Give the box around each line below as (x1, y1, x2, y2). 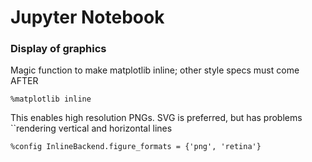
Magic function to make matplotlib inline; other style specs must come (10, 64, 300, 76)
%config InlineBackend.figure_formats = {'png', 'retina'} (10, 142, 262, 152)
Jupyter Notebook (10, 6, 165, 29)
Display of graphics (10, 42, 107, 56)
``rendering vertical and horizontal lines (10, 122, 173, 135)
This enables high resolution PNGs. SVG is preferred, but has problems (10, 112, 303, 124)
